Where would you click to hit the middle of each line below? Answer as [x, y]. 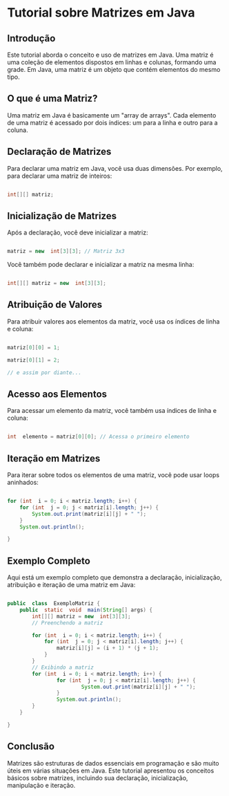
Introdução [31, 38]
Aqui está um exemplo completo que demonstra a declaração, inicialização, [114, 577]
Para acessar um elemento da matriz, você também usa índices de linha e [112, 411]
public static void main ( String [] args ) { [86, 610]
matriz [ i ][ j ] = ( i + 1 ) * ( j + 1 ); [108, 648]
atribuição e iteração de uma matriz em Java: [71, 585]
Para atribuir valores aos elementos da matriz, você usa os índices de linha [113, 321]
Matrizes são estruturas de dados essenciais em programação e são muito [113, 763]
